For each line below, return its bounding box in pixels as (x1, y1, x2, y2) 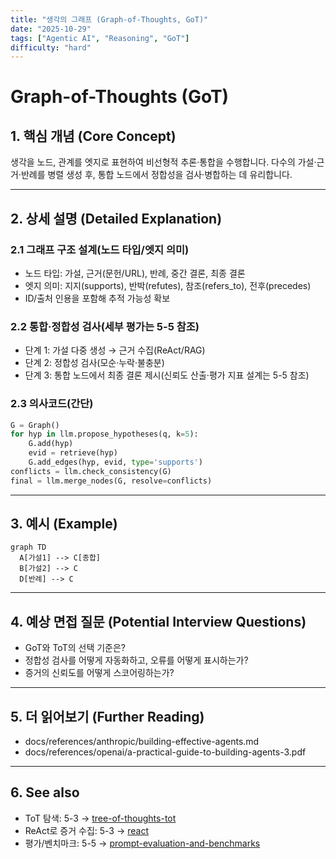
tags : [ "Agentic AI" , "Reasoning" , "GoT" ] (10, 33, 190, 43)
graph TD (10, 542, 47, 553)
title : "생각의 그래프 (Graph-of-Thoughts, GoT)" (10, 14, 209, 25)
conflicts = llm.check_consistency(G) (10, 466, 172, 476)
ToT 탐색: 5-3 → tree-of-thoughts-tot (24, 812, 177, 824)
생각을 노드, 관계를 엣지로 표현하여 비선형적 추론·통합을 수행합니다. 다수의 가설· (10, 156, 317, 168)
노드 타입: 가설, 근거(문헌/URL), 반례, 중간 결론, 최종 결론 (24, 267, 246, 279)
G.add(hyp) (28, 439, 74, 449)
